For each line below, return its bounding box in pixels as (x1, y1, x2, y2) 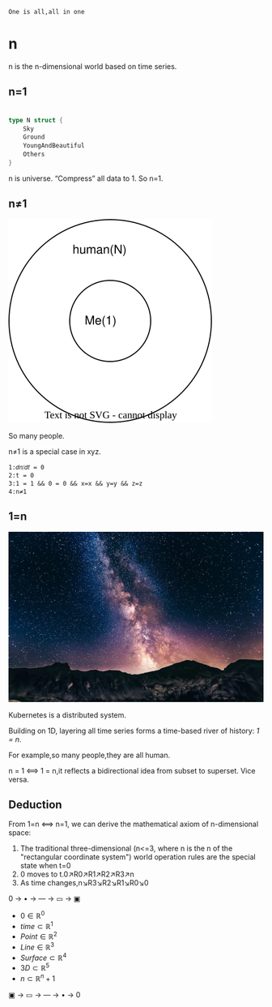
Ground (23, 133, 45, 141)
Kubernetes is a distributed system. (8, 709, 127, 720)
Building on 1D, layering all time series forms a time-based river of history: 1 (8, 726, 260, 735)
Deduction (8, 798, 62, 812)
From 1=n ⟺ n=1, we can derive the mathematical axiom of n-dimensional (8, 819, 259, 829)
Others (23, 150, 45, 159)
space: (8, 828, 32, 838)
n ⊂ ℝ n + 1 (19, 972, 56, 983)
